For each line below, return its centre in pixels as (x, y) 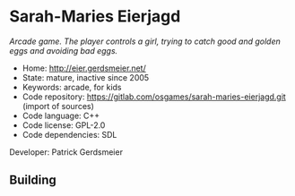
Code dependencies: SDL (69, 134)
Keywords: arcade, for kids (72, 87)
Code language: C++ (61, 115)
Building (33, 180)
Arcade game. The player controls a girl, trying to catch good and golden (145, 41)
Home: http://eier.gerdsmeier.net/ (84, 68)
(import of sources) (58, 106)
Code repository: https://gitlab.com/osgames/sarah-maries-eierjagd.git (154, 97)
